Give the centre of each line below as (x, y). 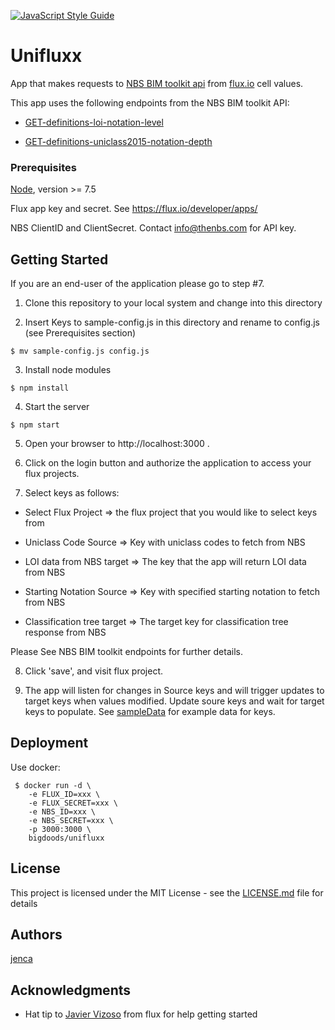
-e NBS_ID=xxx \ (62, 811)
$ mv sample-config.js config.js (80, 351)
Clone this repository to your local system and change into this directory (173, 303)
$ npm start (35, 425)
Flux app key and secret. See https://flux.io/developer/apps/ (134, 209)
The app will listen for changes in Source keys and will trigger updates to (174, 691)
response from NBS (65, 632)
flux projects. (52, 474)
